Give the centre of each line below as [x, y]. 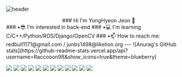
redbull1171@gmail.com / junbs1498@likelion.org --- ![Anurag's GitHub [91, 44]
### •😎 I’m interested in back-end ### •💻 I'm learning [74, 27]
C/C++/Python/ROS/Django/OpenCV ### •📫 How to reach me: [83, 36]
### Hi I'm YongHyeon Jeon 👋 [99, 20]
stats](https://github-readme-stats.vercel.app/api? [67, 51]
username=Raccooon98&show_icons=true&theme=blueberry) [81, 57]
